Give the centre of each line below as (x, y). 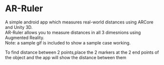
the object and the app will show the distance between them (66, 57)
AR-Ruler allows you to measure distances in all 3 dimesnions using (73, 32)
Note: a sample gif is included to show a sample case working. (68, 43)
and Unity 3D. (19, 27)
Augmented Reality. (25, 38)
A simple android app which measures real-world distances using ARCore (79, 22)
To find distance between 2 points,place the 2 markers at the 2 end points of (82, 52)
